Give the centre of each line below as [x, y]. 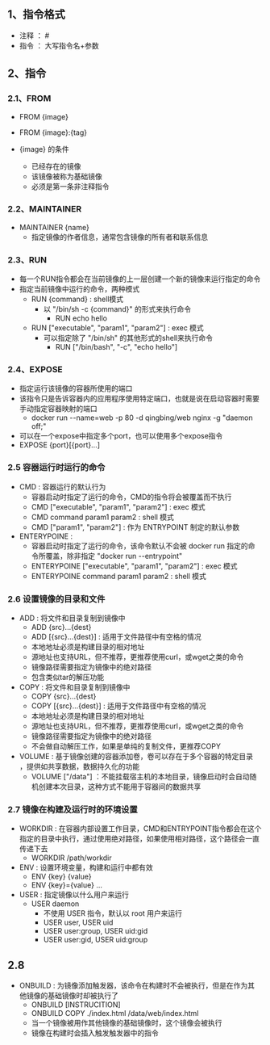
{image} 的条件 [44, 149]
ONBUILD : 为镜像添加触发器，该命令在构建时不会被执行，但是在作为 [133, 986]
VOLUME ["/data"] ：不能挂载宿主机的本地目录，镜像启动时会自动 [140, 776]
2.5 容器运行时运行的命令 [56, 468]
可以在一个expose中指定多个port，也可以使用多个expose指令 [121, 436]
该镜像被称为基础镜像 [66, 176]
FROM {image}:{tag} [53, 132]
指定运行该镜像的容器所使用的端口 [76, 388]
